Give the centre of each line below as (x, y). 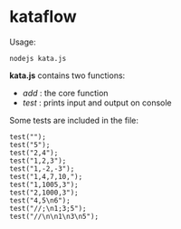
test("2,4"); (34, 153)
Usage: (23, 42)
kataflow (43, 17)
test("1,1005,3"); (44, 184)
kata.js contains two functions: (67, 75)
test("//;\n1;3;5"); (48, 208)
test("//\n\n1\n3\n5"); (54, 216)
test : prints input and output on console (97, 103)
